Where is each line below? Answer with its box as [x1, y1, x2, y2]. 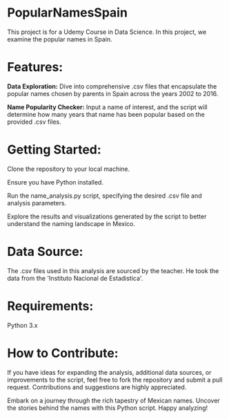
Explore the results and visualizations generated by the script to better [7, 212, 207, 221]
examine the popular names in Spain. [7, 35, 112, 43]
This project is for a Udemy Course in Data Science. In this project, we [7, 28, 207, 36]
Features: [7, 59, 63, 75]
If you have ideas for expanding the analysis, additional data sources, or [7, 368, 212, 376]
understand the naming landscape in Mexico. [7, 219, 136, 227]
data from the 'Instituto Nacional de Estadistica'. [7, 274, 143, 282]
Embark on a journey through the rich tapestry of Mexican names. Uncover [7, 396, 221, 404]
